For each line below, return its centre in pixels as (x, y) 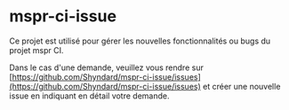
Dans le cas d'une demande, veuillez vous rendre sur (107, 67)
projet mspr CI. (36, 50)
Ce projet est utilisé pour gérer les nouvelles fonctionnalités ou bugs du (140, 41)
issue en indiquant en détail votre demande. (89, 96)
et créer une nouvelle (242, 86)
